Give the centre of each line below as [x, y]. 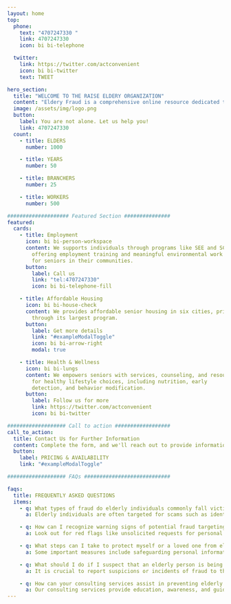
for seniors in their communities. [83, 261]
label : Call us [54, 273]
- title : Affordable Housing [61, 299]
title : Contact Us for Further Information [76, 439]
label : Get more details [67, 331]
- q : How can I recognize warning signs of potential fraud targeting [123, 527]
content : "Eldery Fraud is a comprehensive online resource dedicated [117, 103]
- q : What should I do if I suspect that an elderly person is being [121, 565]
